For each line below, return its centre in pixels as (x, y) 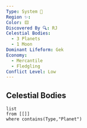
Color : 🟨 (18, 22)
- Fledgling (26, 66)
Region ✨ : (18, 17)
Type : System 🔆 (25, 11)
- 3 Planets (26, 39)
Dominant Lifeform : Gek (35, 50)
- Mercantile (27, 60)
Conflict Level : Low (31, 72)
